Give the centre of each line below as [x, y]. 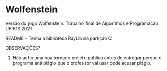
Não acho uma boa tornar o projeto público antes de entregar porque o [87, 58]
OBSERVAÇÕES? [23, 48]
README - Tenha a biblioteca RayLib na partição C [59, 38]
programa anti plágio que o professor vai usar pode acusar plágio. [82, 63]
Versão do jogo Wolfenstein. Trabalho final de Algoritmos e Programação [82, 23]
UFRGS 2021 [19, 28]
